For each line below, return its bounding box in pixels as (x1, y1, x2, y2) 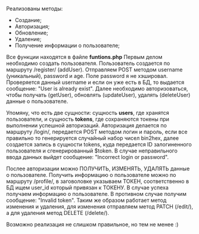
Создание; (14, 17, 42, 23)
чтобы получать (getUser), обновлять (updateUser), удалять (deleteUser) (6, 92, 191, 98)
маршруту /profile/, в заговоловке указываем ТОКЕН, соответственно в (6, 178, 189, 185)
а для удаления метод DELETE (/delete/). (6, 210, 109, 216)
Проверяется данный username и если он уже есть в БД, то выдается (6, 79, 185, 86)
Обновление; (14, 29, 49, 36)
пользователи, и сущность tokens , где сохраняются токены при (6, 116, 170, 123)
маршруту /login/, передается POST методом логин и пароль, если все (6, 128, 188, 135)
